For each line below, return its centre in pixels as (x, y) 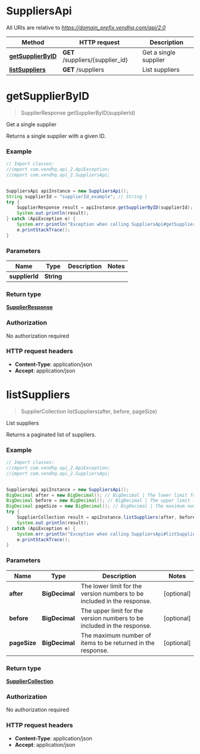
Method (33, 42)
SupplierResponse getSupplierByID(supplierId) (78, 112)
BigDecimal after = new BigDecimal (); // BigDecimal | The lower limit (97, 495)
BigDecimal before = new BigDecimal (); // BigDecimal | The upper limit (98, 500)
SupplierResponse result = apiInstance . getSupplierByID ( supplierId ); (105, 207)
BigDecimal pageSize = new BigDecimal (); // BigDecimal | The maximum (96, 506)
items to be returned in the (118, 643)
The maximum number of (116, 635)
